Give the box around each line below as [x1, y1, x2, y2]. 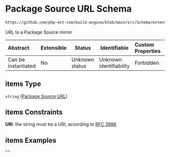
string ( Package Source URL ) [5, 93, 68, 99]
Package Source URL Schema [5, 3, 132, 15]
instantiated [8, 62, 36, 69]
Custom [135, 41, 154, 48]
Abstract [8, 44, 29, 51]
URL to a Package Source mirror [5, 29, 72, 35]
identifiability [99, 62, 130, 69]
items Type [5, 80, 41, 88]
